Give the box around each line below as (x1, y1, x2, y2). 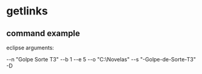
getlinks (6, 4, 49, 18)
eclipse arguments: (6, 44, 55, 51)
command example (6, 28, 81, 39)
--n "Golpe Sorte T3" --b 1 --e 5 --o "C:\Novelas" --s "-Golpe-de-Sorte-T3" (6, 56, 196, 63)
